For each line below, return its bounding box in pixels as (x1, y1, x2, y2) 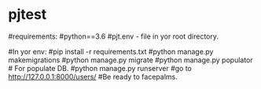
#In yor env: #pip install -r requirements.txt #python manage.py (8, 46, 214, 56)
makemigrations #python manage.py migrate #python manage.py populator (8, 55, 253, 65)
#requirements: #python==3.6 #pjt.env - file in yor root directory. (8, 32, 219, 41)
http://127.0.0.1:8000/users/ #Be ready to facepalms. (8, 72, 178, 81)
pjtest (8, 6, 47, 24)
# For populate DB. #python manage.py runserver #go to (8, 63, 193, 72)
